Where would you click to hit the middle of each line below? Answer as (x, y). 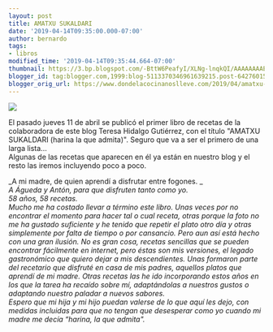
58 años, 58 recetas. (43, 198)
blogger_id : (28, 76)
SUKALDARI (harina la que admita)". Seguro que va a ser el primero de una (133, 140)
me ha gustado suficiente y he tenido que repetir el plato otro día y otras (130, 224)
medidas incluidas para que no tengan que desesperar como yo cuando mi (135, 310)
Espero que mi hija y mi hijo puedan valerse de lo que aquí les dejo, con (129, 302)
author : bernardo (38, 39)
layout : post (30, 16)
